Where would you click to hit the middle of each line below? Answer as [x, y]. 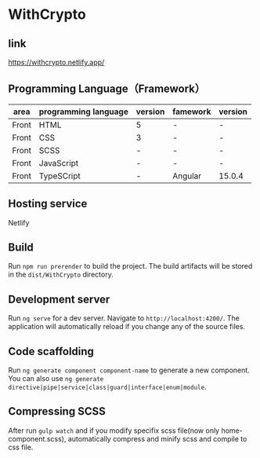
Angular [187, 176]
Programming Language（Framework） [107, 89]
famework [191, 112]
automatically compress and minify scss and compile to [157, 438]
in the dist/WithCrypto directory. [61, 275]
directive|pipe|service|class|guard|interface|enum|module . [107, 387]
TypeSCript [60, 176]
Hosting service [48, 204]
